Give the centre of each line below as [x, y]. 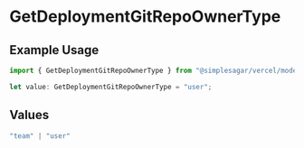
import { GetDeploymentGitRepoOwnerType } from [101, 70]
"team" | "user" [40, 136]
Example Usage [54, 50]
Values [29, 115]
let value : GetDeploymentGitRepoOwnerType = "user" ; [111, 87]
